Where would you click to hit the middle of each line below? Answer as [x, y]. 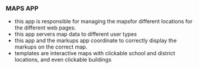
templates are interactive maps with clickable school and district [95, 53]
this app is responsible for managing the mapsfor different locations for [103, 22]
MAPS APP [22, 8]
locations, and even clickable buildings [63, 60]
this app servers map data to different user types [76, 34]
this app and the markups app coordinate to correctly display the [96, 41]
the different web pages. [45, 28]
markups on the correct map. [51, 47]
